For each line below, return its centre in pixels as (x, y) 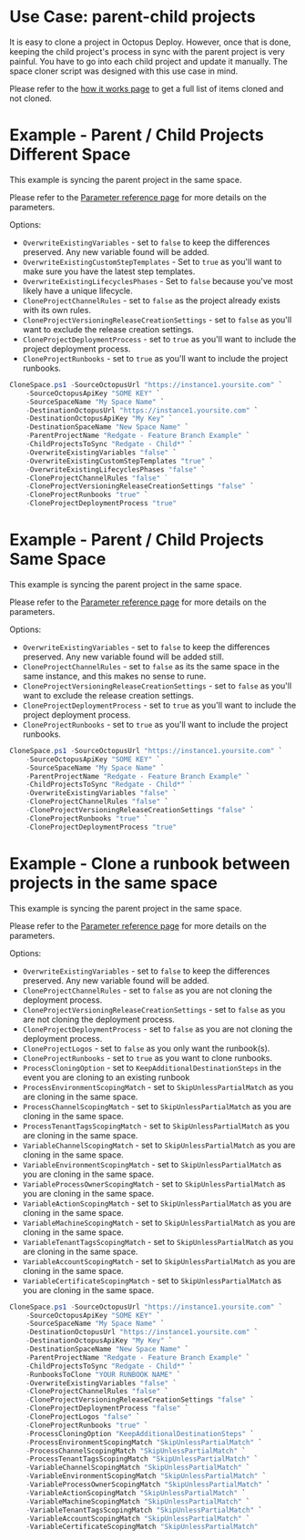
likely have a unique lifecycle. (78, 291)
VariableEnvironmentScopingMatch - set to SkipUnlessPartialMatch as (152, 1164)
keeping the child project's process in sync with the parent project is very (147, 51)
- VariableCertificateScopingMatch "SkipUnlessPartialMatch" (142, 1527)
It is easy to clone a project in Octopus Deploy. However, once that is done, (150, 42)
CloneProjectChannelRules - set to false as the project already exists (151, 300)
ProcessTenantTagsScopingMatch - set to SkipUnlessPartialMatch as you (156, 1126)
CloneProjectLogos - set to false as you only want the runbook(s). (146, 1048)
